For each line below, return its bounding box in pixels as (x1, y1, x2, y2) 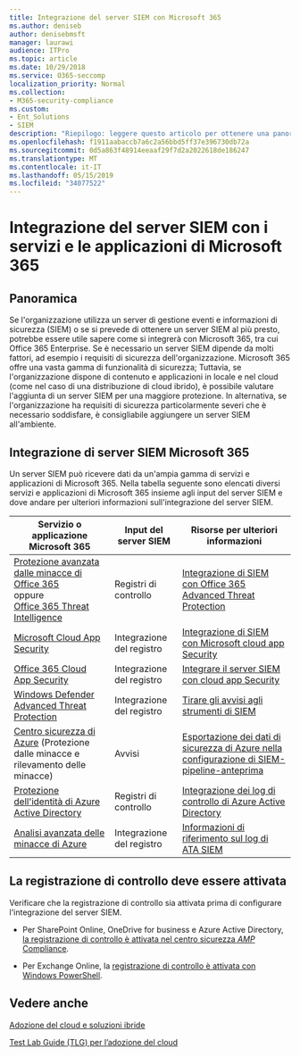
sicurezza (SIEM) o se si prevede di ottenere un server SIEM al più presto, (9, 324, 280, 335)
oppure (13, 588, 45, 601)
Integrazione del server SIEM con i (9, 218, 269, 237)
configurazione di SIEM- (181, 753, 286, 765)
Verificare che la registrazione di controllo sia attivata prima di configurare (9, 897, 282, 908)
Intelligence (13, 611, 62, 623)
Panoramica (9, 291, 78, 306)
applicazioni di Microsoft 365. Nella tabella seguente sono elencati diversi (9, 478, 281, 488)
